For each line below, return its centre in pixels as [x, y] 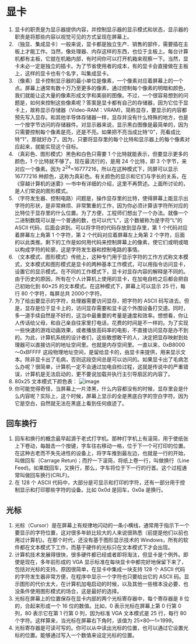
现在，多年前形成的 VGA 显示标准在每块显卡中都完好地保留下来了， [106, 562]
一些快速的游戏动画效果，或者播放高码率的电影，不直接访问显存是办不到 [101, 330]
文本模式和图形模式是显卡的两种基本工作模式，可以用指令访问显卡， [106, 264]
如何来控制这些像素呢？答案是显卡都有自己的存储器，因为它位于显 [109, 103]
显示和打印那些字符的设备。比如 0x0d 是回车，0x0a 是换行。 [93, 490]
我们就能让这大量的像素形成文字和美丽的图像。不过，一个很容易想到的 [99, 95]
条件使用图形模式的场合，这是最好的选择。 [71, 591]
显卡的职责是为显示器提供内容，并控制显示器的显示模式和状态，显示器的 [101, 29]
